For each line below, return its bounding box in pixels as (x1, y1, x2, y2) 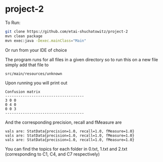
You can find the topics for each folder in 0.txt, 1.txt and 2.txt (5, 146, 128, 152)
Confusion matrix (5, 89, 41, 94)
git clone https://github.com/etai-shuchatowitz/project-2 (5, 29, 128, 34)
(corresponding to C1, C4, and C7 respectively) (5, 151, 100, 157)
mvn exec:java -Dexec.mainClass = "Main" (5, 38, 87, 43)
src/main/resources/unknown (5, 71, 63, 76)
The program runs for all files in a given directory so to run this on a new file (5, 56, 158, 62)
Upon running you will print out (5, 80, 68, 86)
